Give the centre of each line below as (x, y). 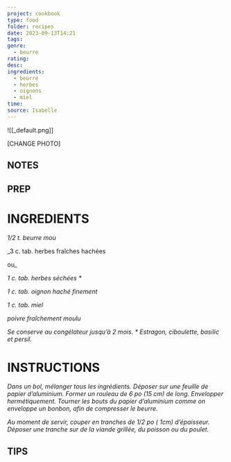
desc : (15, 65)
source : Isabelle (32, 110)
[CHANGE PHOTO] (34, 144)
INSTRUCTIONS (54, 367)
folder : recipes (31, 26)
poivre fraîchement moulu (44, 318)
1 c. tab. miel (25, 305)
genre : (17, 46)
